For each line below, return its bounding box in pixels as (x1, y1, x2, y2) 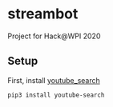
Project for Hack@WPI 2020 (7, 31, 101, 41)
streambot (7, 5, 79, 23)
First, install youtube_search (7, 75, 101, 85)
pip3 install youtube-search (7, 91, 105, 99)
